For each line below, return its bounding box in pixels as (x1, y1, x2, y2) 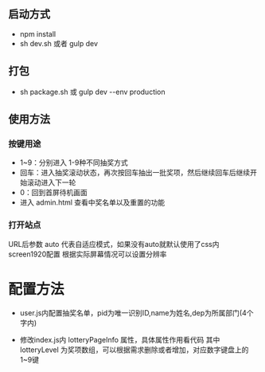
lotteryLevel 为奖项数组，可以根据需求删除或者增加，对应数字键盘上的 (19, 345, 249, 354)
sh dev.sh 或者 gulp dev (19, 38, 98, 48)
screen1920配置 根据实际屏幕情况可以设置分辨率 (8, 249, 167, 259)
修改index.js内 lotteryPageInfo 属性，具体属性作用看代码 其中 (19, 335, 220, 344)
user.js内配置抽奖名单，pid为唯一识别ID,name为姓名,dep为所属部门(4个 (19, 307, 254, 317)
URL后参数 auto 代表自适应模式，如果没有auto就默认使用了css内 (8, 239, 220, 249)
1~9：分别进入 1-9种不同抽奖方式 (19, 158, 129, 167)
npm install (19, 29, 57, 38)
